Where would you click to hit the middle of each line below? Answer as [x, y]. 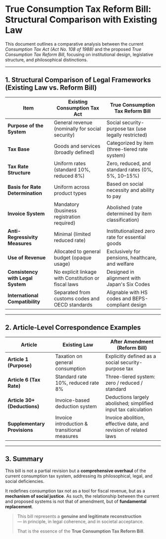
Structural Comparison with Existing [81, 20]
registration [67, 217]
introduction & [71, 423]
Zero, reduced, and [129, 163]
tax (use [137, 128]
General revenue [73, 122]
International [23, 295]
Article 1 [18, 359]
